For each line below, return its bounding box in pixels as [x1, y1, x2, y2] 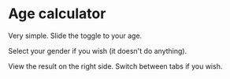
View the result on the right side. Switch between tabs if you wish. [8, 61, 223, 71]
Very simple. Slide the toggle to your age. [8, 31, 143, 40]
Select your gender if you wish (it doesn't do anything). [8, 46, 187, 55]
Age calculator [8, 5, 106, 23]
